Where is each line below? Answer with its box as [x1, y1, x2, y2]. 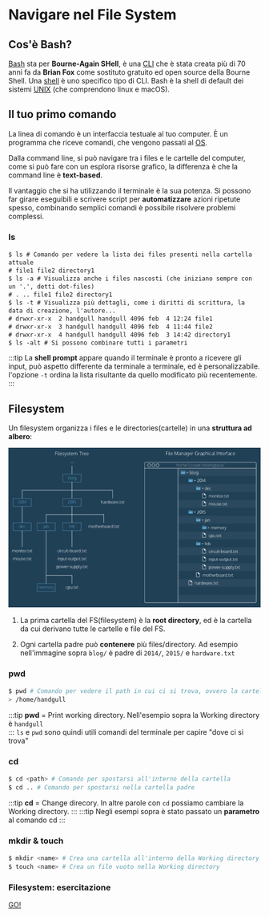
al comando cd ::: [8, 815, 66, 825]
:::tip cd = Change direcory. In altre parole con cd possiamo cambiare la [8, 797, 244, 808]
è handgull [8, 719, 44, 728]
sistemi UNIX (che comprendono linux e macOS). [8, 84, 171, 94]
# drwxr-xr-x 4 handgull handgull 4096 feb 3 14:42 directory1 [8, 331, 231, 339]
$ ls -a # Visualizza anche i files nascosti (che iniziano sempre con [8, 275, 252, 283]
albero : [8, 431, 33, 441]
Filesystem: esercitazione [8, 882, 111, 893]
